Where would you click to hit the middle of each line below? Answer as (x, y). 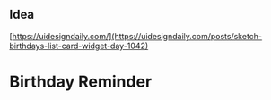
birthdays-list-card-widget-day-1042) (79, 46)
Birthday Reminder (81, 82)
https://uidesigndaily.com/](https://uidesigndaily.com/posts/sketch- (137, 36)
